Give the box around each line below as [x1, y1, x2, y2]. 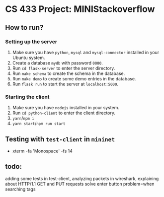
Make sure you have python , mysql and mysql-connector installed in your [12, 49, 160, 55]
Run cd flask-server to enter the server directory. [12, 65, 115, 71]
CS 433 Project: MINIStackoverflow [5, 3, 155, 15]
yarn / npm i [12, 115, 35, 121]
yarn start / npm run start [12, 121, 66, 127]
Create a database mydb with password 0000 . [12, 60, 103, 66]
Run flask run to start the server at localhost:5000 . [12, 81, 118, 87]
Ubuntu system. [12, 55, 45, 61]
